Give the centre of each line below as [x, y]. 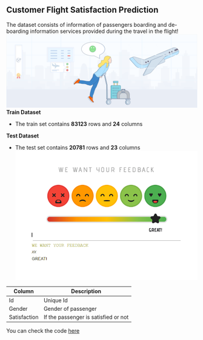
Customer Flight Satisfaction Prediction [82, 10]
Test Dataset [23, 136]
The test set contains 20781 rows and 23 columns [78, 147]
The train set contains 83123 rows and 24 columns [79, 123]
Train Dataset [24, 112]
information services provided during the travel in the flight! [104, 31]
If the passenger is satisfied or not [86, 317]
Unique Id [55, 300]
